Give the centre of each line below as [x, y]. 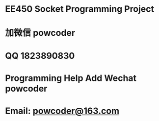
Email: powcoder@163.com [62, 111]
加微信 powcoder [40, 33]
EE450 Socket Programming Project [80, 9]
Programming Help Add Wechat [71, 78]
